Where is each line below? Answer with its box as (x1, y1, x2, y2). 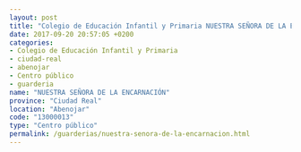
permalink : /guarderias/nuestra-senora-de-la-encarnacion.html (9, 130, 251, 139)
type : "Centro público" (9, 122, 99, 131)
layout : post (9, 13, 58, 22)
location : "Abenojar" (9, 105, 90, 114)
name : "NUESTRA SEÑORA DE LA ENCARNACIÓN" (9, 88, 170, 97)
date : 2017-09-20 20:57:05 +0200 (9, 30, 134, 38)
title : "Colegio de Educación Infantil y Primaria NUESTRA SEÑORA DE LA (9, 21, 287, 30)
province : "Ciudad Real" (9, 96, 102, 106)
